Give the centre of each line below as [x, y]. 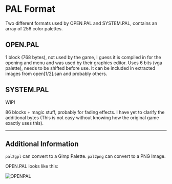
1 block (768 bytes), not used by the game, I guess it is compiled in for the [83, 57]
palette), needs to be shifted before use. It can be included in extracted [80, 68]
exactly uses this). [25, 123]
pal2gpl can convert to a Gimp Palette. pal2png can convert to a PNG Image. [85, 156]
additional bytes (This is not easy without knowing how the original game [82, 117]
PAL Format [30, 9]
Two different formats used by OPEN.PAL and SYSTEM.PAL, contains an [81, 23]
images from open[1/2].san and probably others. [56, 73]
